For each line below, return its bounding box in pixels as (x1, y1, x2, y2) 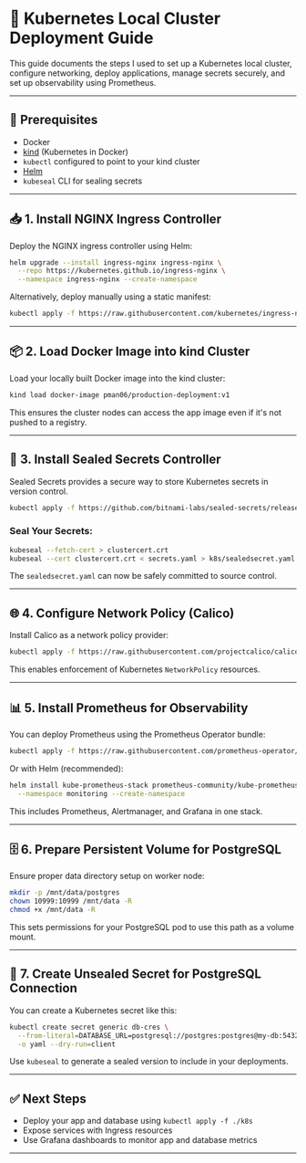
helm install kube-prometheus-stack (9, 781, 148, 790)
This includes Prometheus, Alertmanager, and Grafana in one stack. (9, 805, 263, 816)
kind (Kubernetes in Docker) (22, 146, 129, 157)
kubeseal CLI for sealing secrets (22, 175, 143, 186)
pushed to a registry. (9, 416, 87, 427)
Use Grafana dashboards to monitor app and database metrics (22, 1135, 258, 1146)
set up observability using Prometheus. (9, 77, 157, 88)
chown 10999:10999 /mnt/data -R (9, 896, 132, 906)
